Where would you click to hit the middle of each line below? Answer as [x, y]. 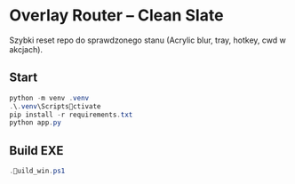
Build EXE [36, 151]
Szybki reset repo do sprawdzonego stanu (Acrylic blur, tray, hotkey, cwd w [147, 40]
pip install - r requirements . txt [71, 115]
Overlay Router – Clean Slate [116, 16]
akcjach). [26, 49]
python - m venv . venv [49, 98]
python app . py [36, 123]
